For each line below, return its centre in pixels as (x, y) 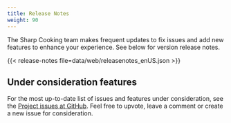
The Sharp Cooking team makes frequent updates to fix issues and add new (115, 39)
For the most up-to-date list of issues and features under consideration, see (115, 99)
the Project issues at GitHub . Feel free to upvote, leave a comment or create (115, 106)
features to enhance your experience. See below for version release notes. (113, 47)
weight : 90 (23, 20)
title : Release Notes (38, 13)
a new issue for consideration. (50, 113)
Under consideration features (72, 82)
